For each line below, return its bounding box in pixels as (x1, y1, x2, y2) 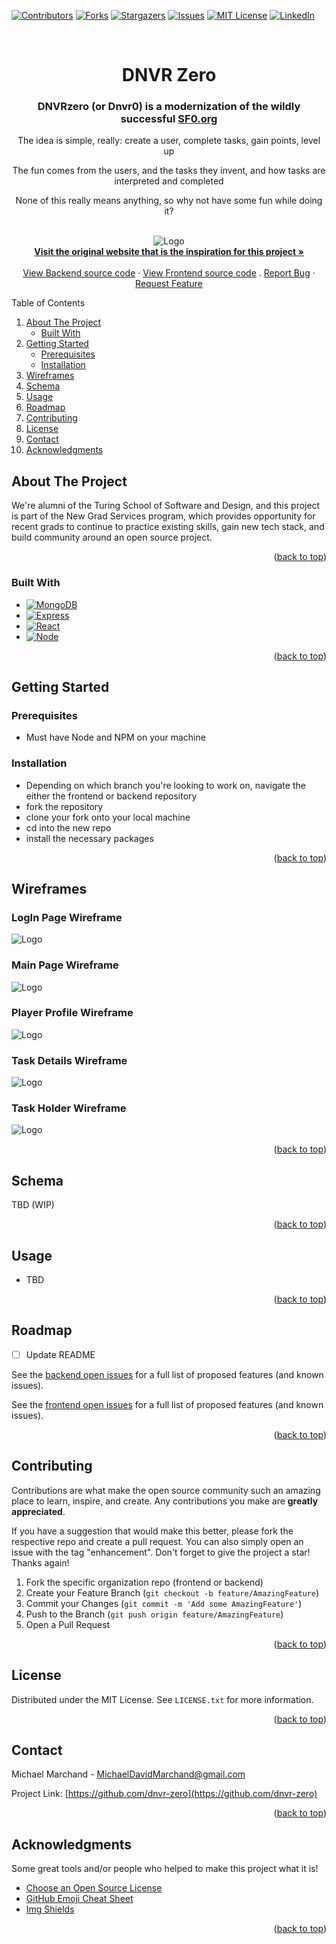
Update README (25, 1348, 96, 1360)
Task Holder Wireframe (11, 1101, 127, 1115)
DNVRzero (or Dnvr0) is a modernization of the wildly (37, 100, 301, 114)
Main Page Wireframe (11, 958, 119, 972)
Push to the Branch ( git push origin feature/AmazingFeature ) (25, 1608, 284, 1620)
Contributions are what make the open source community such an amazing (11, 1484, 321, 1496)
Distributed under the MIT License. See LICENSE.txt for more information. (11, 1693, 314, 1705)
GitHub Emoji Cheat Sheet (25, 1893, 134, 1905)
